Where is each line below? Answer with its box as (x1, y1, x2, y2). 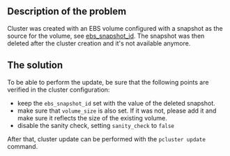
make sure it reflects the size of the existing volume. (17, 113, 167, 122)
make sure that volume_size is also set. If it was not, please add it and (17, 106, 217, 115)
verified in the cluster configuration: (7, 85, 110, 94)
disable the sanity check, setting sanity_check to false (17, 121, 175, 129)
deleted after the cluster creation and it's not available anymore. (7, 38, 191, 48)
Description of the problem (7, 6, 127, 17)
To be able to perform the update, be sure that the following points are (7, 78, 209, 86)
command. (7, 142, 38, 150)
